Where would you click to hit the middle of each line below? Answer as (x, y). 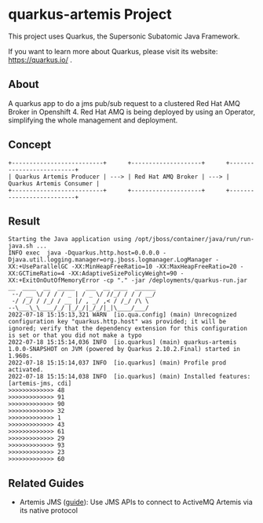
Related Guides (46, 483)
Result (24, 221)
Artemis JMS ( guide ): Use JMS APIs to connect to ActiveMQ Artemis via (136, 502)
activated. (26, 370)
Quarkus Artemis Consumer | (54, 183)
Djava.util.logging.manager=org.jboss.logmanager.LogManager (110, 260)
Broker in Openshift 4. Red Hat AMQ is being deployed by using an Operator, (132, 112)
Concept (30, 145)
